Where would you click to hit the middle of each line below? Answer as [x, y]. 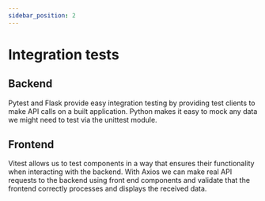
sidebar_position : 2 [42, 15]
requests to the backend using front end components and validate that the [129, 180]
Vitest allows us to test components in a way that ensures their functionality [131, 164]
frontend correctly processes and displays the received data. [108, 189]
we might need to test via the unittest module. [83, 119]
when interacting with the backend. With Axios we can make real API [120, 172]
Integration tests [64, 54]
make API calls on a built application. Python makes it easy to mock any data [133, 111]
